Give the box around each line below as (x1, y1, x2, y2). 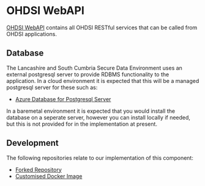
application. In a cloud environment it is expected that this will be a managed (6, 77, 199, 84)
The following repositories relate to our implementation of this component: (6, 154, 194, 162)
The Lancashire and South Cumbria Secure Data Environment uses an (6, 64, 182, 71)
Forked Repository (15, 166, 62, 173)
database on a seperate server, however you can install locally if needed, (6, 113, 191, 121)
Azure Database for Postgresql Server (15, 95, 111, 102)
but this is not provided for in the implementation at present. (6, 120, 158, 127)
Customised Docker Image (15, 172, 83, 180)
